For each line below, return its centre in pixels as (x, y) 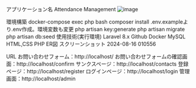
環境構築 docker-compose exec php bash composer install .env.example (95, 22)
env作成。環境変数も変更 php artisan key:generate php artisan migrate (99, 29)
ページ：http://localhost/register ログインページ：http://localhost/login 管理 (98, 71)
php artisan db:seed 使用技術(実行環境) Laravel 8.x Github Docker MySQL (96, 37)
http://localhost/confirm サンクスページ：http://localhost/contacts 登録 (102, 64)
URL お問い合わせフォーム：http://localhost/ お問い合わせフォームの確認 (94, 56)
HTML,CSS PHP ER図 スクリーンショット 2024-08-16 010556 (81, 44)
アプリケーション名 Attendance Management (61, 9)
